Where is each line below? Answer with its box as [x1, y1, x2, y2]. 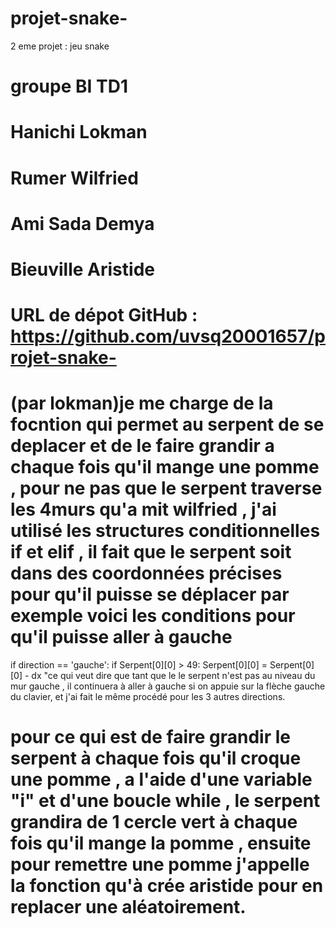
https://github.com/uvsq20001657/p [10, 325, 326, 348]
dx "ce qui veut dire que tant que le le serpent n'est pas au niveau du [31, 670, 316, 681]
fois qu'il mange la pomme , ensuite [10, 832, 312, 855]
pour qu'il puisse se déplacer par [10, 583, 290, 606]
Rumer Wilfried [10, 167, 139, 189]
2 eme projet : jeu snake [10, 40, 110, 52]
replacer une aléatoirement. [10, 896, 247, 919]
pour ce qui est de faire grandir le [10, 726, 291, 749]
